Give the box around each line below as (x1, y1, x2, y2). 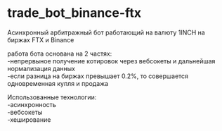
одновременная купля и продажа (7, 79, 109, 87)
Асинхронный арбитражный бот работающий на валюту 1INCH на (7, 28, 205, 37)
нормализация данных (7, 64, 76, 73)
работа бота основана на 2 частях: (7, 49, 112, 58)
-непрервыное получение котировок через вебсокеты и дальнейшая (7, 56, 216, 65)
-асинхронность (7, 100, 56, 108)
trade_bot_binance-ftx (7, 5, 142, 21)
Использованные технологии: (7, 93, 97, 101)
